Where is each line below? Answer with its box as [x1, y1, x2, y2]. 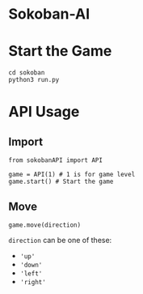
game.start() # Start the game [8, 177, 114, 186]
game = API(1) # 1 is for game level [8, 171, 136, 179]
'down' [19, 261, 43, 269]
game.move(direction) [8, 220, 82, 229]
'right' [19, 278, 46, 286]
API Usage [8, 103, 80, 121]
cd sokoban [8, 69, 45, 77]
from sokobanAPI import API [8, 156, 103, 164]
